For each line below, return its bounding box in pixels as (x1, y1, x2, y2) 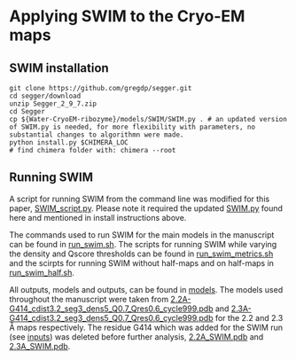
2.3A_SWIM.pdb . (9, 340, 71, 351)
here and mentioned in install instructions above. (9, 212, 187, 223)
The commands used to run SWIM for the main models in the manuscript (9, 229, 275, 240)
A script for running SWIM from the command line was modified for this (9, 193, 270, 204)
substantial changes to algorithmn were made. (9, 130, 184, 139)
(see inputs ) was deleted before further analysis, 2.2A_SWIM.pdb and (9, 331, 264, 342)
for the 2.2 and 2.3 (214, 312, 284, 323)
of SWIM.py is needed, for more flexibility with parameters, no (9, 122, 255, 131)
